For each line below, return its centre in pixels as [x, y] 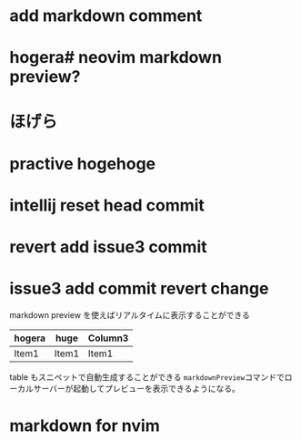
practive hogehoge [83, 164]
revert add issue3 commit [108, 247]
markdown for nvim [85, 426]
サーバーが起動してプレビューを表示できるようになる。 [137, 389]
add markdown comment [106, 16]
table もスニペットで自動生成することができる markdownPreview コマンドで [147, 377]
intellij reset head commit [107, 205]
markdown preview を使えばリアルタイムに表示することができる [130, 315]
